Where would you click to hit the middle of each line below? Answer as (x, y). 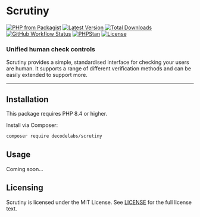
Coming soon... (25, 169)
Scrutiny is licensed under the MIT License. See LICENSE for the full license (99, 202)
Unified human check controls (51, 49)
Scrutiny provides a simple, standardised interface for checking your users (98, 62)
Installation (27, 99)
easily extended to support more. (47, 75)
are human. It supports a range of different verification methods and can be (99, 69)
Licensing (25, 188)
